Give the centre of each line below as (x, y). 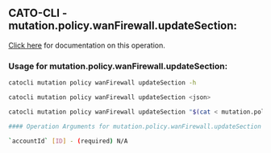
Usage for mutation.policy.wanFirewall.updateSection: (118, 66)
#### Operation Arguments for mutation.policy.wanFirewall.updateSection (135, 126)
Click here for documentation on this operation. (87, 45)
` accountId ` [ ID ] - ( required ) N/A (68, 141)
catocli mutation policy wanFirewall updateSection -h (102, 83)
